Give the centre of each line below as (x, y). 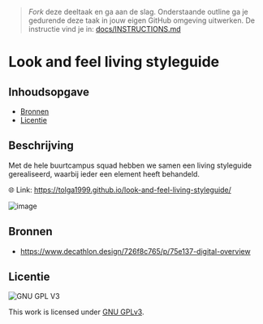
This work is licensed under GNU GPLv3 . (76, 312)
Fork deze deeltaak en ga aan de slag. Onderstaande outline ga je (138, 12)
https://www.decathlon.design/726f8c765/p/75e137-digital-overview (135, 251)
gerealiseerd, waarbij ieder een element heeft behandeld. (104, 173)
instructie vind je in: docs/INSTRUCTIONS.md (104, 29)
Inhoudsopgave (49, 92)
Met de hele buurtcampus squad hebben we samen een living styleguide (130, 165)
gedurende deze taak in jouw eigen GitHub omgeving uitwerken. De (142, 20)
